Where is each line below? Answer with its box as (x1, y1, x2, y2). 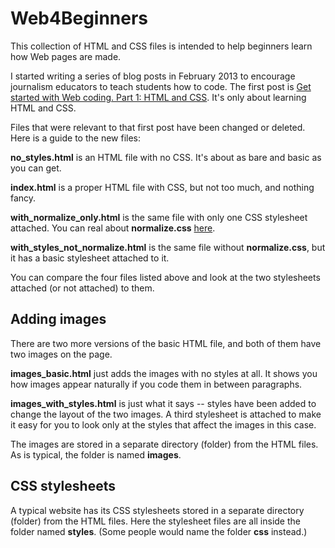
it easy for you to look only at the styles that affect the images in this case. (10, 418, 317, 431)
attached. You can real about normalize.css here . (10, 222, 216, 234)
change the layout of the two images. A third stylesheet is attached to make (10, 408, 322, 420)
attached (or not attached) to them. (10, 282, 155, 294)
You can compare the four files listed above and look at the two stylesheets (10, 271, 321, 283)
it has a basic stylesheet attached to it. (10, 252, 170, 264)
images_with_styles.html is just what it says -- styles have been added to (10, 397, 317, 409)
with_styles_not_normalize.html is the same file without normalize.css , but (10, 241, 326, 253)
